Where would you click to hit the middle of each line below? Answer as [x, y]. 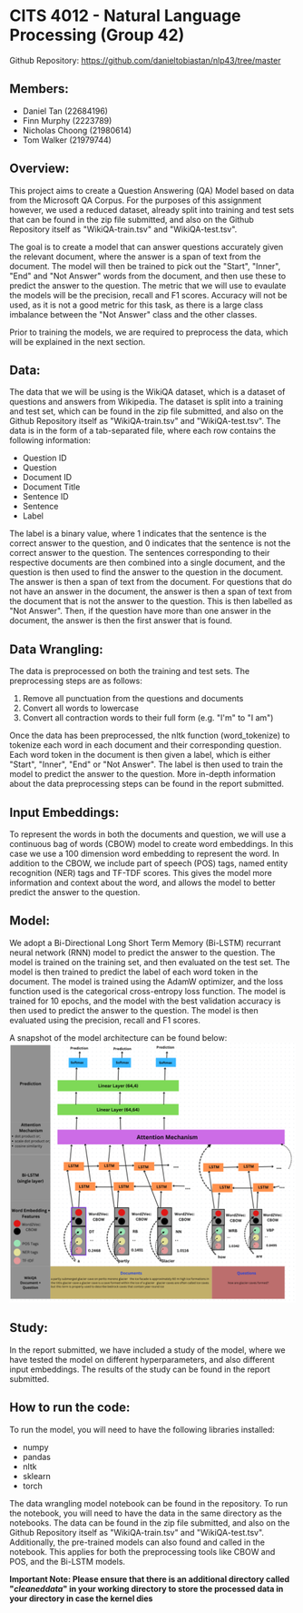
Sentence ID [46, 497]
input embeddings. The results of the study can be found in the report [140, 1369]
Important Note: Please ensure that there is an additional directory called [150, 1578]
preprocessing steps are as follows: [76, 681]
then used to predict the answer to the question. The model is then [134, 1010]
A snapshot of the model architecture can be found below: [118, 1037]
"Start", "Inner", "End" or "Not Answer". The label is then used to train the [147, 764]
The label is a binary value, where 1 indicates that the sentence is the [138, 534]
